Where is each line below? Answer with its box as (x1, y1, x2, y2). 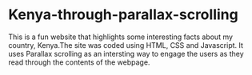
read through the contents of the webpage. (8, 57, 150, 67)
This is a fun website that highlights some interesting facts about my (8, 32, 234, 41)
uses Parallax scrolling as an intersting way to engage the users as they (8, 49, 244, 58)
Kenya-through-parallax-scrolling (8, 6, 238, 24)
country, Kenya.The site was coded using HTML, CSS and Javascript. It (8, 40, 244, 49)
